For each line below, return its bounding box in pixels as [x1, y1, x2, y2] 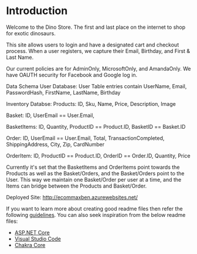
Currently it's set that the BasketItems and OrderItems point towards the [6, 163, 180, 171]
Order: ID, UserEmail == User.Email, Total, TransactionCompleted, [6, 134, 165, 142]
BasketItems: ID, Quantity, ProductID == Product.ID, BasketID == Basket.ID [6, 123, 186, 130]
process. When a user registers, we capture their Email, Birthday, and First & [6, 47, 191, 54]
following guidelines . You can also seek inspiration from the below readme [6, 211, 186, 218]
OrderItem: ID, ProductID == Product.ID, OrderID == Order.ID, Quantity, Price [6, 152, 191, 159]
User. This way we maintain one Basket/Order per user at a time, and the [6, 176, 182, 183]
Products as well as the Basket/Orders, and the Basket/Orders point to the [6, 169, 185, 177]
